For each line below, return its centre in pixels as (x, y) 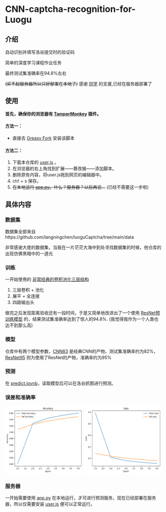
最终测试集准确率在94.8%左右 (36, 73)
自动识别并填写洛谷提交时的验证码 (40, 52)
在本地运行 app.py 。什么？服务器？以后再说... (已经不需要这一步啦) (81, 187)
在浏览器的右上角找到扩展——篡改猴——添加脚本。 (64, 169)
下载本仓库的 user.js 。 (35, 162)
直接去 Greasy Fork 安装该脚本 (43, 138)
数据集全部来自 (20, 231)
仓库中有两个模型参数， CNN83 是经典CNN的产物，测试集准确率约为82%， (82, 351)
